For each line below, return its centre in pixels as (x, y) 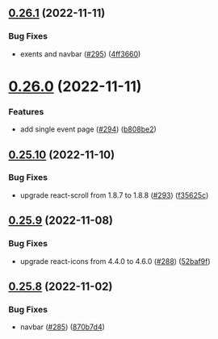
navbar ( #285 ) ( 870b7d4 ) (62, 327)
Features (26, 111)
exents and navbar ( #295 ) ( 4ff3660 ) (80, 54)
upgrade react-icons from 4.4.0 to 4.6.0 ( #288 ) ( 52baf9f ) (115, 261)
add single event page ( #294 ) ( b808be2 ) (88, 129)
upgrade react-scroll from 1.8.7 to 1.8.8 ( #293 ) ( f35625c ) (114, 195)
